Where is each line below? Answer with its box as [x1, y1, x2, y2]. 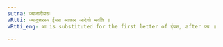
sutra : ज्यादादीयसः [7, 10, 51, 17]
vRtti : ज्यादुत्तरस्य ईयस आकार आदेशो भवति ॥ [7, 17, 111, 23]
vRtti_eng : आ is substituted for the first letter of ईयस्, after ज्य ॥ [7, 23, 217, 30]
